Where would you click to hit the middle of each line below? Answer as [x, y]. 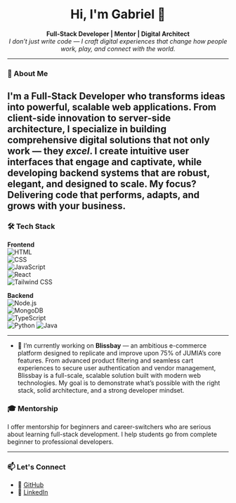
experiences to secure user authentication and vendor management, [117, 367]
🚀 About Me [28, 73]
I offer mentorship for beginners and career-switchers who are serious [109, 426]
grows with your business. [67, 206]
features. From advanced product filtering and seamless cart [105, 360]
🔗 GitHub [31, 485]
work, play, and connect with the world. [118, 48]
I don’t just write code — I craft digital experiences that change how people [118, 41]
